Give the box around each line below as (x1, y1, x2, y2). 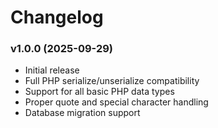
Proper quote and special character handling (24, 96, 209, 108)
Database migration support (24, 107, 141, 119)
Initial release (24, 64, 80, 76)
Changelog (10, 6, 104, 29)
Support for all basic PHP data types (24, 86, 175, 98)
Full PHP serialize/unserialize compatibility (24, 75, 200, 87)
